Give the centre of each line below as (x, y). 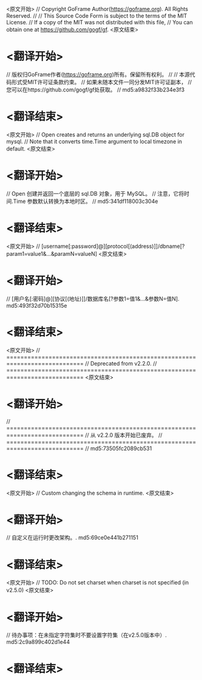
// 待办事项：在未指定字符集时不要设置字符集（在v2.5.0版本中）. (86, 635)
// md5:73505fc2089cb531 (118, 448)
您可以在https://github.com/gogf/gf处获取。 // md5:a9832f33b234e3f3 (96, 90)
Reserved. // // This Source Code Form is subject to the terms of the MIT (97, 16)
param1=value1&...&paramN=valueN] (52, 253)
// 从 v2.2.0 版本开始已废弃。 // (123, 435)
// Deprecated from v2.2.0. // (121, 363)
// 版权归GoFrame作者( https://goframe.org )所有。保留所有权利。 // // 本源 (98, 74)
